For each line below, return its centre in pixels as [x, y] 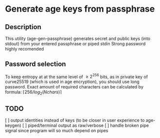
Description [23, 27]
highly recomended [25, 49]
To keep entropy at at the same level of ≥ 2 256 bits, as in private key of [77, 76]
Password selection [36, 64]
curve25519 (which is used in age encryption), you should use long [72, 82]
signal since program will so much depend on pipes [57, 131]
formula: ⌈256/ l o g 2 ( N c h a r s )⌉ [33, 93]
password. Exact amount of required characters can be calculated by [74, 87]
